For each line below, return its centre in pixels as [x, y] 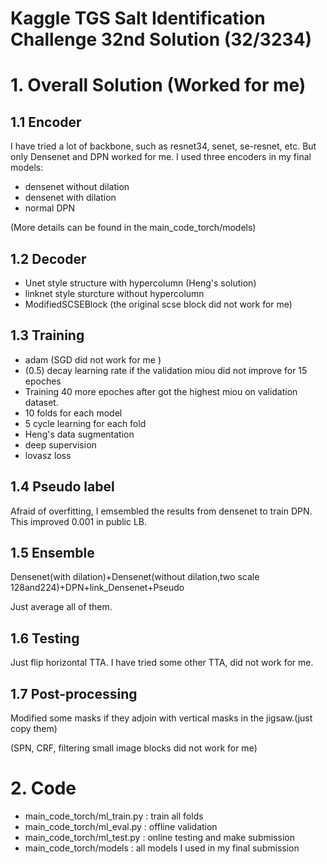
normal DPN [49, 208]
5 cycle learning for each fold [85, 423]
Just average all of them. [61, 607]
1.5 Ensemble [52, 553]
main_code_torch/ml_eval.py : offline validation [121, 826]
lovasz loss [48, 455]
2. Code [43, 788]
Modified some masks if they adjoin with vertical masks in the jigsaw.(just [161, 718]
